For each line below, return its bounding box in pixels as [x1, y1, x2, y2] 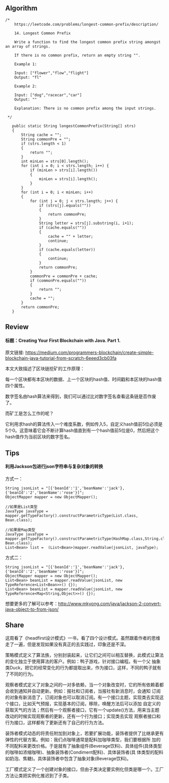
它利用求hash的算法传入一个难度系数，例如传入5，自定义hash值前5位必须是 [5, 421, 163, 427]
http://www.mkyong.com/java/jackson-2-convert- [58, 601, 162, 606]
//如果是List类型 [5, 504, 38, 509]
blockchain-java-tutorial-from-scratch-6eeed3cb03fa [5, 355, 117, 361]
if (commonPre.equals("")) [30, 278, 87, 283]
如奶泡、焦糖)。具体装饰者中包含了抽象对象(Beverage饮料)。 [5, 755, 132, 761]
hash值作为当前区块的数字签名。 [5, 434, 73, 440]
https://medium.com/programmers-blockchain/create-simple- [25, 349, 154, 355]
